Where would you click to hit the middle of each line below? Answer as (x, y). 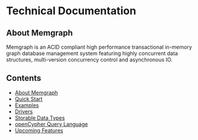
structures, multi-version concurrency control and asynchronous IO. (89, 60)
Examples (27, 105)
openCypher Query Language (51, 124)
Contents (24, 78)
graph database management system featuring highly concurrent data (92, 53)
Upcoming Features (39, 130)
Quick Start (29, 98)
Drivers (24, 112)
